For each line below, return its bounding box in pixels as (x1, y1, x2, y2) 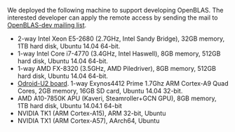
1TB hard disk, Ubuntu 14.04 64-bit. (17, 42, 121, 50)
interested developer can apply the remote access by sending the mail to (7, 13, 218, 22)
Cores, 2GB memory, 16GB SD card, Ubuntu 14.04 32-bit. (17, 87, 183, 95)
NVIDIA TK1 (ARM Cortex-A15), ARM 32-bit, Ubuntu (17, 109, 166, 117)
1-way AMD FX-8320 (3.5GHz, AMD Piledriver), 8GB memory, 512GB (17, 65, 216, 72)
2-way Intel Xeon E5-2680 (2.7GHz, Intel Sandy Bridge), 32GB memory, (17, 34, 225, 43)
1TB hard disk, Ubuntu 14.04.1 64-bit (17, 102, 123, 110)
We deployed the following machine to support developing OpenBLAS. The (7, 6, 224, 14)
